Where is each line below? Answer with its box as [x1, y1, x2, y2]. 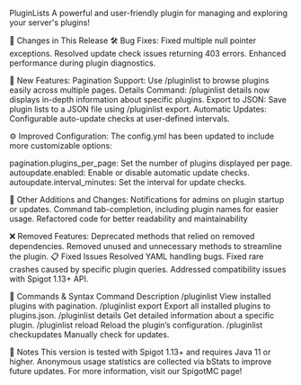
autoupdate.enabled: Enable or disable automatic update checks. [9, 167, 250, 178]
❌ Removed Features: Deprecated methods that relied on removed [9, 231, 255, 241]
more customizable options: [9, 140, 112, 151]
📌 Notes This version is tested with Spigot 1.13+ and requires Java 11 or [9, 346, 271, 357]
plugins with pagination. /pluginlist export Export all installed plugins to [9, 300, 271, 311]
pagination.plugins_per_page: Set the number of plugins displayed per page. [9, 157, 293, 168]
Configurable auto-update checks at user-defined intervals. [9, 113, 231, 124]
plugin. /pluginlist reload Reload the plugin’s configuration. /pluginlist [9, 319, 263, 330]
